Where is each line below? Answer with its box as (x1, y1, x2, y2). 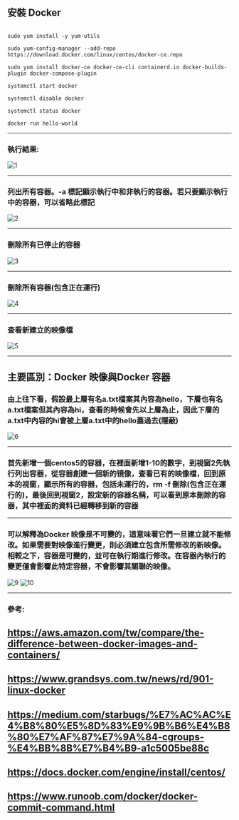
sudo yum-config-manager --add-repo (7, 45, 116, 52)
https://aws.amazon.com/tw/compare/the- (7, 627, 205, 639)
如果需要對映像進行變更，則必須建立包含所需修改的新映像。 (21, 540, 226, 550)
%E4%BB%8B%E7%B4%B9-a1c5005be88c (7, 741, 210, 754)
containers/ (7, 649, 60, 661)
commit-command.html (7, 801, 115, 814)
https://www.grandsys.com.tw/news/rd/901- (7, 673, 214, 685)
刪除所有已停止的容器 (7, 240, 80, 250)
